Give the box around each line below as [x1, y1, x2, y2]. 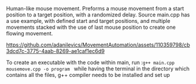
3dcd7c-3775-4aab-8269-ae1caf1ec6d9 [6, 48, 105, 55]
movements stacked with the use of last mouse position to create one [6, 23, 176, 31]
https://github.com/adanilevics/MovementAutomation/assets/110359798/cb [6, 41, 191, 48]
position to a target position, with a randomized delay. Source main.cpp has [6, 11, 190, 18]
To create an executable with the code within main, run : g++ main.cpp [6, 59, 175, 66]
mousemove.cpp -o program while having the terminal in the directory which [6, 65, 189, 72]
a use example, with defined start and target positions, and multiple [6, 18, 171, 24]
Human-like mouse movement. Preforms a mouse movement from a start [6, 5, 185, 12]
